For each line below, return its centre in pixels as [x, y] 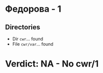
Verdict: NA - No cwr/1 [52, 64]
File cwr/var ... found [33, 44]
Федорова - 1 [33, 9]
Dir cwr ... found [28, 39]
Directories [23, 27]
